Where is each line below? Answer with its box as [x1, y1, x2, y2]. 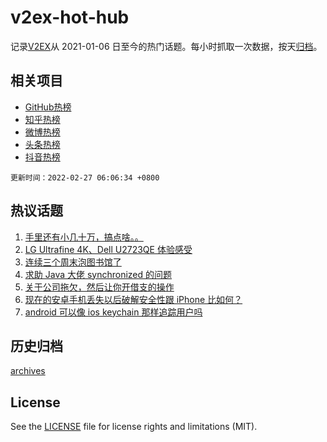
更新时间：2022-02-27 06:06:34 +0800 [10, 172, 160, 183]
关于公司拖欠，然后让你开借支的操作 [24, 281, 175, 293]
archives [10, 365, 46, 377]
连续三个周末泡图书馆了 [24, 256, 122, 268]
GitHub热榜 [24, 101, 72, 113]
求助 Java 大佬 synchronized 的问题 [24, 268, 173, 280]
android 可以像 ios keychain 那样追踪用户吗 [24, 306, 203, 318]
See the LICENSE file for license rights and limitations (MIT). [10, 421, 258, 433]
